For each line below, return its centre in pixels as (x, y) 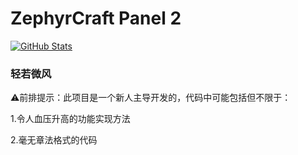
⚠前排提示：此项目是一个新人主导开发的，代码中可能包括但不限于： (151, 98)
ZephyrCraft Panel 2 (96, 18)
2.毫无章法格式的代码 (54, 140)
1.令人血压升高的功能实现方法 (70, 119)
